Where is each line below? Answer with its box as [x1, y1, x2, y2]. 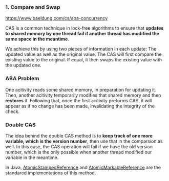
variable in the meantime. [5, 154, 59, 161]
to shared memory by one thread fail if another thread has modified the [5, 31, 160, 37]
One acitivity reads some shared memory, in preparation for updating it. [5, 86, 156, 93]
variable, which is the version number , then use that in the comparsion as [5, 138, 163, 144]
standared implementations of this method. [5, 170, 96, 176]
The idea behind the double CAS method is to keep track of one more [5, 132, 153, 139]
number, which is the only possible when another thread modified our [5, 149, 152, 155]
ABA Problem [5, 75, 39, 82]
